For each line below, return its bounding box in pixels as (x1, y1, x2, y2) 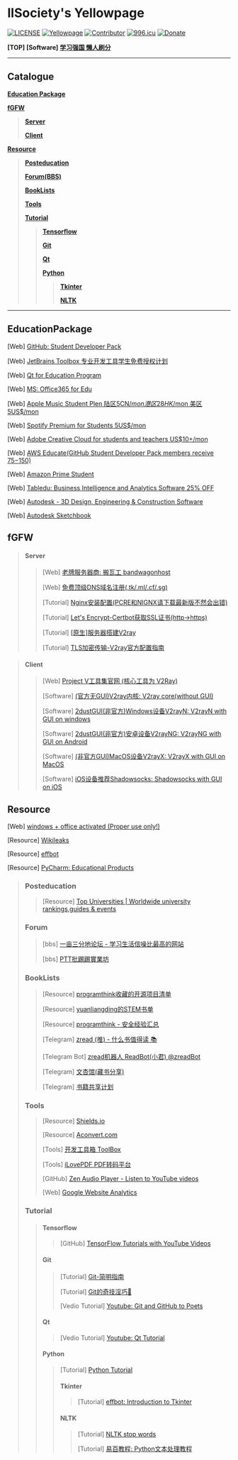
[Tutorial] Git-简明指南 (59, 1272, 125, 1280)
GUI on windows (42, 715, 91, 723)
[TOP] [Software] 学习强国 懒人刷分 (7, 43, 111, 51)
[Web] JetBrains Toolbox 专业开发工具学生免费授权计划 (7, 356, 169, 365)
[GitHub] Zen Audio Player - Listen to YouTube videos (42, 1175, 199, 1183)
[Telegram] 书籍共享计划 (42, 1082, 114, 1091)
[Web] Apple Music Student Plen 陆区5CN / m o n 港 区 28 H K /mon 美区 (7, 399, 203, 407)
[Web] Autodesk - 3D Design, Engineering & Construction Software (7, 497, 203, 505)
